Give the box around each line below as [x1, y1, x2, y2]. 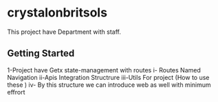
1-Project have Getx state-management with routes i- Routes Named [7, 65, 201, 74]
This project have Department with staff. [7, 28, 122, 36]
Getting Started [7, 48, 75, 59]
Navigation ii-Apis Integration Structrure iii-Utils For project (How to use [7, 73, 210, 81]
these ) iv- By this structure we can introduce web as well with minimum [7, 81, 211, 89]
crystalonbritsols [7, 5, 108, 21]
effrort [7, 88, 25, 96]
